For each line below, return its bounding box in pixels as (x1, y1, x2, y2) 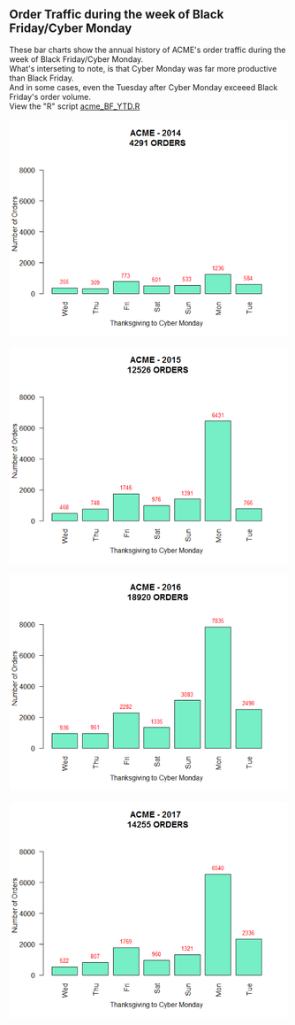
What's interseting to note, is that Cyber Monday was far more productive (9, 63, 277, 73)
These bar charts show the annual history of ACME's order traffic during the (9, 44, 286, 55)
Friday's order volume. (9, 91, 91, 102)
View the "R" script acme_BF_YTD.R (9, 101, 140, 112)
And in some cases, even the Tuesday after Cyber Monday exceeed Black (9, 81, 278, 92)
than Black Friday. (9, 73, 75, 83)
